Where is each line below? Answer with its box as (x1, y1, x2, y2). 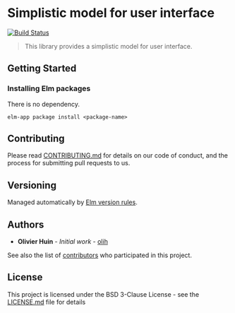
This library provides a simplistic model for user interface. (24, 42, 193, 50)
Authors (7, 218, 44, 230)
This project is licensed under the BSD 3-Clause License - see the (7, 290, 200, 298)
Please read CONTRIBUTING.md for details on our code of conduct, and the (7, 151, 228, 160)
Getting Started (7, 62, 77, 75)
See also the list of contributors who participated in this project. (7, 251, 193, 259)
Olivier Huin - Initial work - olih (17, 237, 108, 246)
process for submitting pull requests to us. (7, 159, 131, 167)
